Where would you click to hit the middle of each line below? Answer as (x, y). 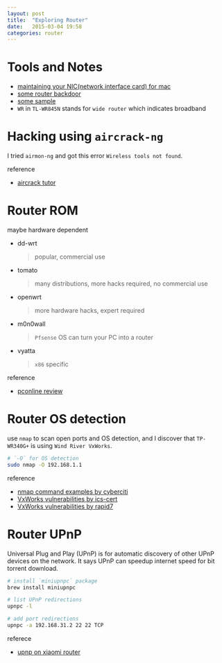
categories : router (35, 33)
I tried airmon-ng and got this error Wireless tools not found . (95, 156)
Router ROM (43, 210)
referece (19, 638)
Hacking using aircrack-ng (85, 137)
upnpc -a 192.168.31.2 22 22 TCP (55, 626)
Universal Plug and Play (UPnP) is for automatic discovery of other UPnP (111, 553)
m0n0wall (32, 324)
